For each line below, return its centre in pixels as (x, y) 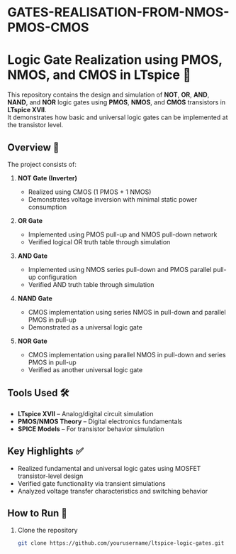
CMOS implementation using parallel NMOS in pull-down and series (127, 354)
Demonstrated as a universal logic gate (85, 327)
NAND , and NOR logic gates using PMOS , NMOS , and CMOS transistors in (116, 102)
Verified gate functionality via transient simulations (91, 483)
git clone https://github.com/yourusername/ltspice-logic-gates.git (121, 543)
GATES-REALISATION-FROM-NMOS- (118, 12)
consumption (47, 207)
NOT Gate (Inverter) (47, 178)
